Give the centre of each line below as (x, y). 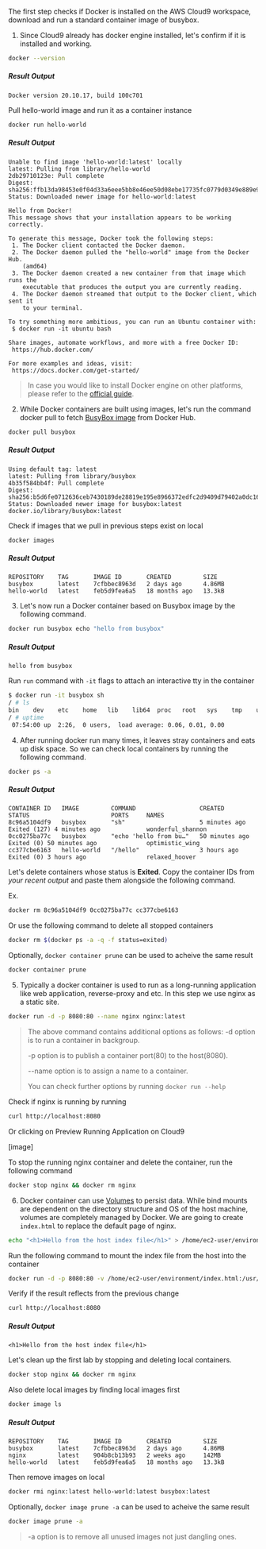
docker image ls (35, 1404)
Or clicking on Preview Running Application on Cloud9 (96, 1131)
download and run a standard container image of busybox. (104, 20)
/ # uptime (26, 717)
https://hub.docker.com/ (52, 350)
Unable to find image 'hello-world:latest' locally (95, 162)
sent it (21, 301)
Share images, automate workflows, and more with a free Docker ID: (123, 342)
